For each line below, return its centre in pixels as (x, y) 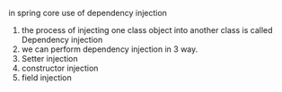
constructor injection (60, 68)
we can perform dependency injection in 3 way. (110, 49)
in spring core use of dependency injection (88, 13)
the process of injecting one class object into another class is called (147, 30)
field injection (47, 78)
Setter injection (49, 59)
